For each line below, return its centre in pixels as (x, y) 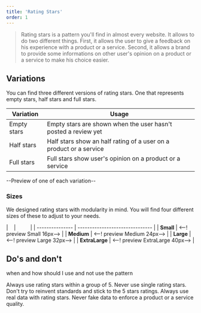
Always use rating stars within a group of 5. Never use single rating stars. (96, 285)
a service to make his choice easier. (65, 60)
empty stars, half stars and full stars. (51, 99)
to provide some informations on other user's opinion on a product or (106, 53)
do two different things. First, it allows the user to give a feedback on (106, 41)
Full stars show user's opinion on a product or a (114, 159)
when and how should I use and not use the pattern (70, 274)
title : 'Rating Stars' (34, 12)
